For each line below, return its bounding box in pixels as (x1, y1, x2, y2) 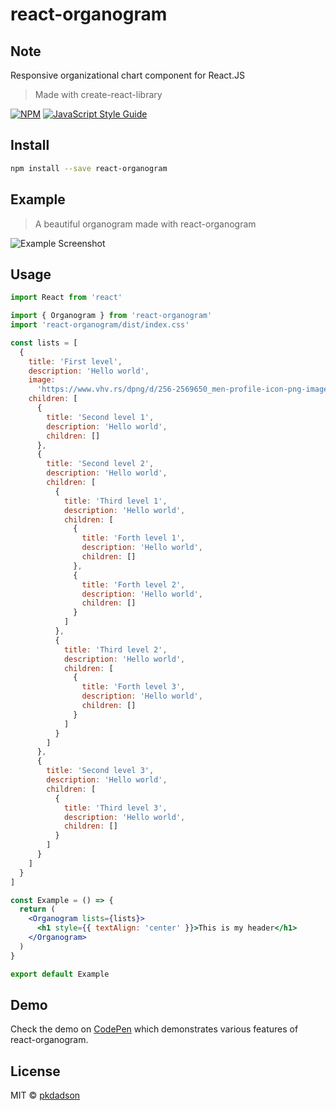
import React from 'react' (10, 293, 123, 303)
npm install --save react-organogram (10, 163, 168, 173)
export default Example (10, 969, 110, 979)
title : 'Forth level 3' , (81, 682, 186, 692)
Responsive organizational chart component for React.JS (10, 69, 245, 81)
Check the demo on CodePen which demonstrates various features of (10, 1023, 299, 1035)
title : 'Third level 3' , (63, 803, 168, 813)
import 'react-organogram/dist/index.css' (10, 320, 190, 330)
